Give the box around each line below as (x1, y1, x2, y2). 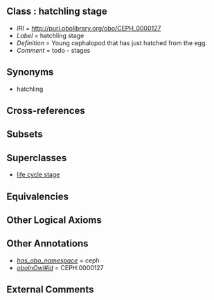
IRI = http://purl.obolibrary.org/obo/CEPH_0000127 (16, 24, 161, 32)
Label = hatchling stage (16, 31, 84, 40)
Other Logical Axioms (6, 215, 102, 226)
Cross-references (6, 105, 86, 117)
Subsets (6, 128, 43, 140)
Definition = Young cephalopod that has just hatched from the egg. (16, 38, 208, 47)
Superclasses (6, 152, 67, 164)
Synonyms (6, 66, 54, 78)
